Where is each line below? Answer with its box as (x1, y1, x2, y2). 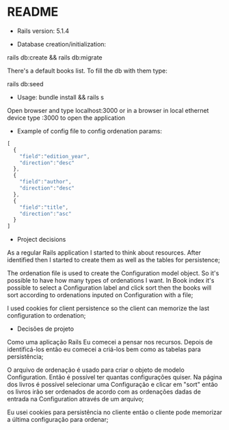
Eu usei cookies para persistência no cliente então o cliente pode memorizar (7, 408, 223, 416)
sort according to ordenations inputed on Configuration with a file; (7, 291, 193, 299)
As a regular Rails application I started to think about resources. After (7, 249, 202, 257)
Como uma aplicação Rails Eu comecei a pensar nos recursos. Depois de (7, 338, 213, 346)
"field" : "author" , (19, 179, 72, 186)
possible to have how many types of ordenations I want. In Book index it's (7, 277, 215, 285)
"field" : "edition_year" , (19, 153, 90, 160)
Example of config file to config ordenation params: (16, 127, 163, 135)
